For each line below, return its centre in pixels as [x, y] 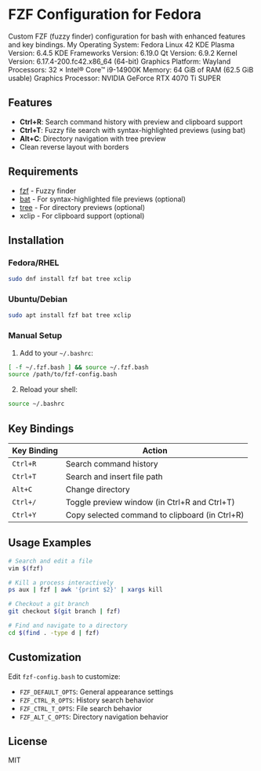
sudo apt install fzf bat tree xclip [70, 315]
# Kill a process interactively [61, 583]
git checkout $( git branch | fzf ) [65, 611]
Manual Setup [35, 336]
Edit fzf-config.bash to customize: [64, 676]
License [28, 741]
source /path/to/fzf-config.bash [63, 374]
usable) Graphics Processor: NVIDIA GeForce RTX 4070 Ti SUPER [114, 78]
